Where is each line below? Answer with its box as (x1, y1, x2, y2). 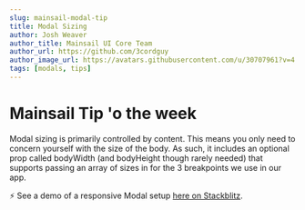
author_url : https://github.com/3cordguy (9, 47, 169, 56)
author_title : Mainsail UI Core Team (9, 38, 153, 48)
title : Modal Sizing (9, 22, 88, 31)
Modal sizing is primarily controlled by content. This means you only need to (9, 133, 296, 144)
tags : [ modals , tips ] (9, 65, 92, 74)
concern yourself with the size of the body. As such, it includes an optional (9, 143, 290, 154)
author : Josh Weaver (9, 30, 88, 39)
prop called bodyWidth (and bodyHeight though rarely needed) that (9, 152, 264, 164)
